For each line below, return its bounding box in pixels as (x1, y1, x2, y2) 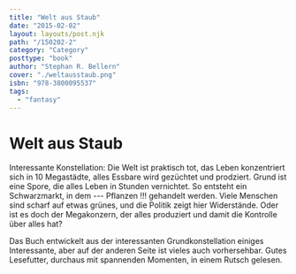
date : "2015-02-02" (9, 21, 81, 30)
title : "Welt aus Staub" (9, 12, 101, 22)
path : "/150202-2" (9, 37, 77, 47)
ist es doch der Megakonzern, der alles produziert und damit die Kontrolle (9, 209, 278, 220)
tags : (9, 87, 29, 95)
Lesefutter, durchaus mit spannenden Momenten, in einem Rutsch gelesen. (9, 255, 283, 265)
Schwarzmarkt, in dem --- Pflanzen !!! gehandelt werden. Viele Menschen (9, 191, 278, 202)
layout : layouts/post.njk (9, 29, 104, 38)
